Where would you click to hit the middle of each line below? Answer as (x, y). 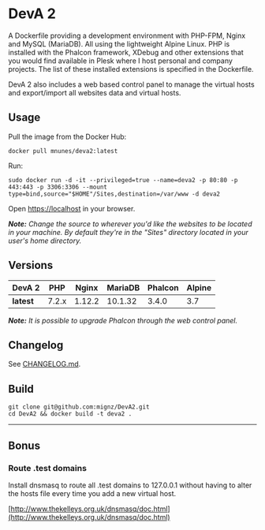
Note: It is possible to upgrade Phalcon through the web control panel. (123, 320)
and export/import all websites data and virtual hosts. (95, 92)
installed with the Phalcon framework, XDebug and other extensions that (126, 52)
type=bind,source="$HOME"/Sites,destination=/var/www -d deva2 (114, 194)
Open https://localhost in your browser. (72, 208)
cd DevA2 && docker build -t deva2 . (70, 414)
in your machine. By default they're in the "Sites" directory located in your (128, 232)
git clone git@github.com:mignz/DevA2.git (79, 407)
